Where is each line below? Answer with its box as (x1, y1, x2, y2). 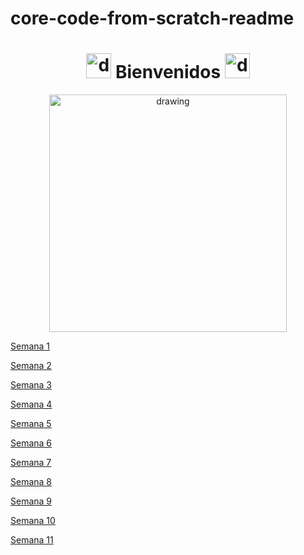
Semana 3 (10, 379, 52, 391)
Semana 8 (10, 476, 53, 488)
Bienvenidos (114, 61, 222, 84)
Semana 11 (10, 534, 54, 546)
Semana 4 (10, 398, 53, 411)
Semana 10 (10, 515, 56, 527)
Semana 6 (10, 437, 53, 449)
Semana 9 (10, 495, 53, 507)
